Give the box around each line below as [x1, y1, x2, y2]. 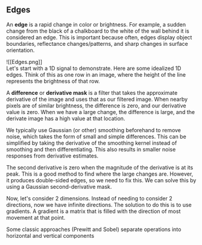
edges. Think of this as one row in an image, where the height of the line [6, 71, 186, 78]
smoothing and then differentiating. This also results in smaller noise [6, 145, 176, 153]
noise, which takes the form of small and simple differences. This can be [6, 133, 187, 140]
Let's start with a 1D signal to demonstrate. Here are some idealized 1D [6, 65, 181, 72]
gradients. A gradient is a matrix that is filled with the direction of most [6, 208, 181, 215]
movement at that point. [6, 214, 66, 221]
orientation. [6, 46, 35, 54]
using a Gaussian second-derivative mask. [6, 183, 112, 190]
